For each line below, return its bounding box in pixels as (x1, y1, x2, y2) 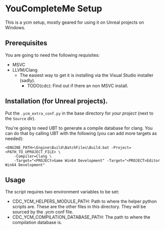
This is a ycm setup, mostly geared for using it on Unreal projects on (5, 19, 144, 25)
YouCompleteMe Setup (5, 3, 102, 14)
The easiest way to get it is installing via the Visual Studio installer (19, 72, 154, 78)
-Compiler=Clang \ (14, 154, 52, 159)
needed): (5, 136, 24, 141)
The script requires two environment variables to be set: (5, 189, 120, 195)
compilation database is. (12, 220, 63, 226)
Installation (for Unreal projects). (5, 97, 108, 105)
